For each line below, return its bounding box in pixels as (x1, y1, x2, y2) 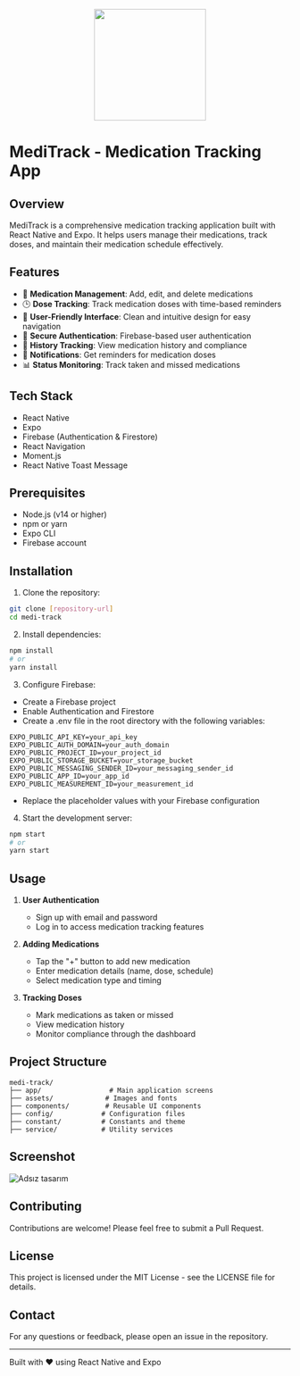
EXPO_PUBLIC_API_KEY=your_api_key (9, 732, 138, 741)
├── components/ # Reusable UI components (9, 1101, 202, 1111)
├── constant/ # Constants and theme (9, 1117, 186, 1126)
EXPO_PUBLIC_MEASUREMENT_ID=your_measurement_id (9, 780, 194, 788)
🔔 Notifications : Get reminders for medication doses (21, 349, 216, 360)
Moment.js (21, 450, 62, 461)
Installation (9, 563, 73, 579)
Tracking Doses (21, 992, 82, 1004)
